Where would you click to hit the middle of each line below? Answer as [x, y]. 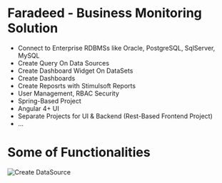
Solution [33, 28]
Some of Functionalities [79, 153]
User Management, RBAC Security [69, 93]
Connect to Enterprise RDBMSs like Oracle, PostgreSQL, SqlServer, [116, 48]
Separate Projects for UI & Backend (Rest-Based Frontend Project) [115, 116]
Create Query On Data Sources [63, 63]
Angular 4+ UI [38, 108]
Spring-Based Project [50, 100]
